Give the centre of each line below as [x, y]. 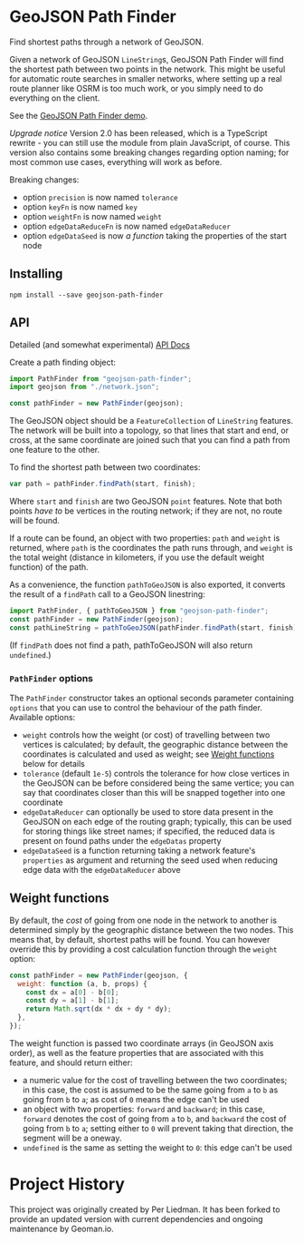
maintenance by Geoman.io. [62, 1228]
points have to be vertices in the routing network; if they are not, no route [146, 511]
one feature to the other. [55, 450]
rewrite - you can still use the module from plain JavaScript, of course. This [150, 142]
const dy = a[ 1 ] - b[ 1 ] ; [72, 1001]
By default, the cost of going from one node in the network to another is [143, 920]
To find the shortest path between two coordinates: [105, 467]
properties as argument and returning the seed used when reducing [150, 860]
